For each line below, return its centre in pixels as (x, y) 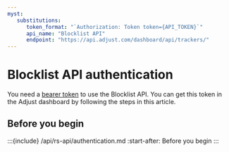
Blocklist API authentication (91, 75)
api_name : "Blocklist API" (66, 33)
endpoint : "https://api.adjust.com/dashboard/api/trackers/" (118, 40)
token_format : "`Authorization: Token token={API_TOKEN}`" (114, 27)
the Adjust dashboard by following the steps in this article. (92, 102)
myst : (15, 14)
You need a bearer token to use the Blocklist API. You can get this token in (115, 94)
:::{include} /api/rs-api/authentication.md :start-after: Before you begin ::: (113, 141)
